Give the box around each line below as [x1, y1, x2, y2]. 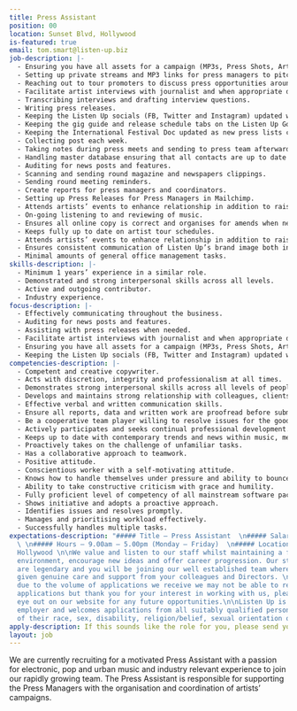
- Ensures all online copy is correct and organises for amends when [17, 219, 278, 228]
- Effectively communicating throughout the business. [17, 309, 224, 319]
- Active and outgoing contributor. [17, 284, 152, 293]
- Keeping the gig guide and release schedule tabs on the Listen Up [17, 120, 278, 129]
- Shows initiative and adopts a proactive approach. [17, 498, 219, 507]
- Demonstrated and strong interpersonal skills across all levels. [17, 276, 275, 285]
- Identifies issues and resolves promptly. [17, 506, 184, 516]
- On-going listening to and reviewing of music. [17, 210, 203, 220]
